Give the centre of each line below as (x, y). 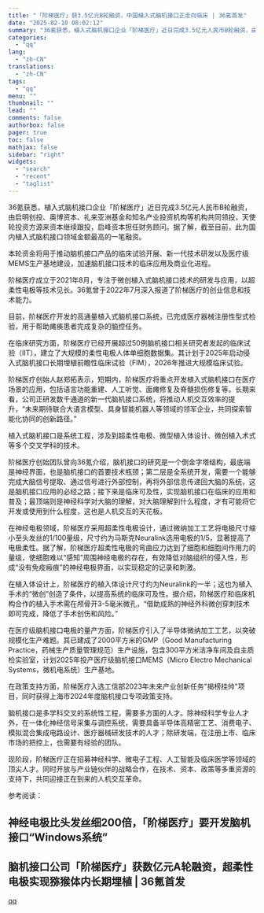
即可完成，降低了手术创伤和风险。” (63, 613)
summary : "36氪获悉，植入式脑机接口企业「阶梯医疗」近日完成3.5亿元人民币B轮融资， (130, 30)
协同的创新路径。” (49, 419)
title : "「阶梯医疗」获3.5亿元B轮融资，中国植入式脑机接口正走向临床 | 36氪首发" (128, 15)
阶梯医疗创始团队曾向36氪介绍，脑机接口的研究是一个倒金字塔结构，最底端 (130, 462)
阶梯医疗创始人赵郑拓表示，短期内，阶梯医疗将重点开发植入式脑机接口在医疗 (132, 379)
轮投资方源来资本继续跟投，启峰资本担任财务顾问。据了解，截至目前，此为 (128, 227)
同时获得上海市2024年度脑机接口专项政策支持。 (99, 696)
